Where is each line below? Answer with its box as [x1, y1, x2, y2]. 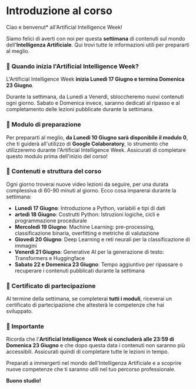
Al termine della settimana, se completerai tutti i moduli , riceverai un [6, 295, 172, 302]
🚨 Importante [6, 322, 44, 331]
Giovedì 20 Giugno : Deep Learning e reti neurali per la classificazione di [14, 235, 190, 242]
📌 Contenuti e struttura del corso [6, 167, 102, 175]
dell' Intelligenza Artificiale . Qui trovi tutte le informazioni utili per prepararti [6, 41, 190, 48]
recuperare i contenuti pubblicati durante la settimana [14, 267, 145, 274]
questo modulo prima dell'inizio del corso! [6, 152, 108, 159]
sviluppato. [6, 308, 34, 315]
